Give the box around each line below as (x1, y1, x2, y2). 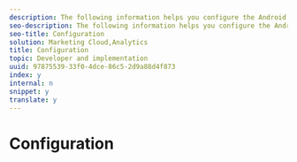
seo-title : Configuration (9, 29, 104, 38)
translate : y (9, 95, 57, 104)
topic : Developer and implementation (9, 54, 148, 63)
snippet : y (9, 87, 49, 96)
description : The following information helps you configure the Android (9, 12, 287, 22)
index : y (9, 71, 42, 80)
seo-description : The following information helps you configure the (9, 21, 271, 30)
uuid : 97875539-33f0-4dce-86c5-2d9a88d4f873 (9, 63, 176, 72)
